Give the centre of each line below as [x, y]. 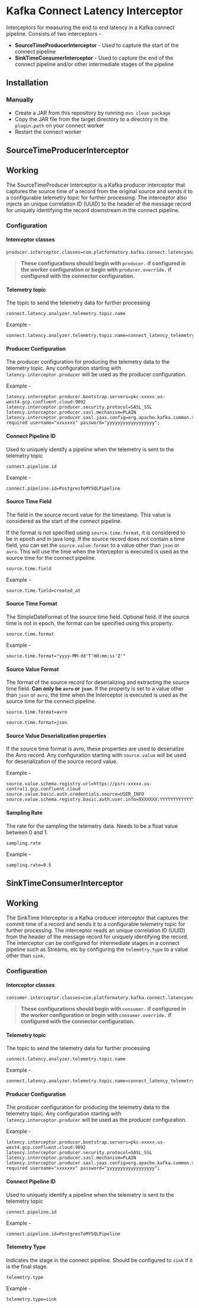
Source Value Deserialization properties [56, 736]
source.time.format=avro [37, 712]
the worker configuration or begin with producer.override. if [96, 269]
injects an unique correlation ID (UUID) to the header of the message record [99, 204]
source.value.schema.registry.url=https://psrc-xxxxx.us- [79, 784]
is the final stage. [27, 1266]
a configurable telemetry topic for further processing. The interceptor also [97, 197]
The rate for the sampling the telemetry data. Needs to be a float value [92, 826]
